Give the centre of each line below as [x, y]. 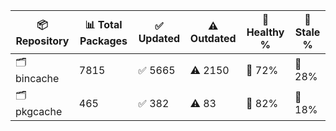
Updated [159, 38]
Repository [42, 41]
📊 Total [103, 24]
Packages [103, 41]
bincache [37, 78]
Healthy [265, 32]
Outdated [213, 38]
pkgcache [39, 111]
